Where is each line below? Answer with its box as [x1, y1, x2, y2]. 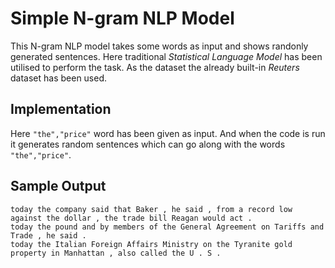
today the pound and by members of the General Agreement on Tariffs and [10, 222, 325, 232]
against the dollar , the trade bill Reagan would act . [10, 213, 253, 223]
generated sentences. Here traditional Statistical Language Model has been [10, 50, 323, 62]
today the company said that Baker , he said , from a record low [10, 204, 293, 214]
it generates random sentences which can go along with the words [10, 138, 286, 150]
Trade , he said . [10, 230, 87, 241]
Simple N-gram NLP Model [10, 7, 235, 30]
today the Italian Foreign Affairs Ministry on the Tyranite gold [10, 239, 293, 249]
